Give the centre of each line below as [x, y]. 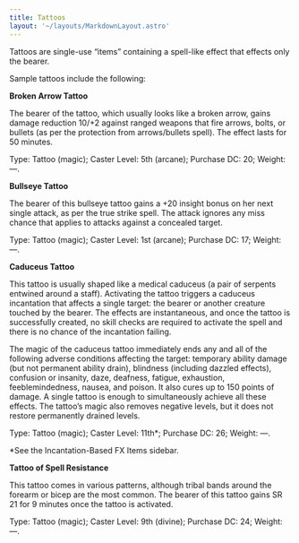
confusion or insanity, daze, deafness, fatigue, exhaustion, [117, 377]
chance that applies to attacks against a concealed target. [116, 222]
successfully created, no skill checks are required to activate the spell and [146, 322]
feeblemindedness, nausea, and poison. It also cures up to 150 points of [142, 387]
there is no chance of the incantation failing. [90, 332]
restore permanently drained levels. [75, 415]
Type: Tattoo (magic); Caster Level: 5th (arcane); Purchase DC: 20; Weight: [148, 159]
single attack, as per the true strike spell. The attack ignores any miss [137, 212]
